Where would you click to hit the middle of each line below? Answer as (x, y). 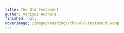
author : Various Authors (31, 14)
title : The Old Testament (32, 9)
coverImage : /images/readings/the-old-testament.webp (62, 23)
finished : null (21, 18)
